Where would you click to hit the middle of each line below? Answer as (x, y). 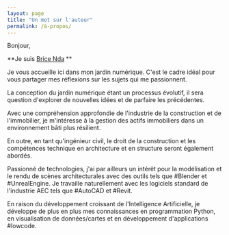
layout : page (26, 13)
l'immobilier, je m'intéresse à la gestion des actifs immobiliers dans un (105, 121)
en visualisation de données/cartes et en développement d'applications (108, 219)
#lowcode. (22, 226)
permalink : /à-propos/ (39, 26)
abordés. (20, 156)
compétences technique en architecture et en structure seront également (110, 149)
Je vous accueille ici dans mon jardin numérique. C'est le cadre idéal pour (111, 72)
